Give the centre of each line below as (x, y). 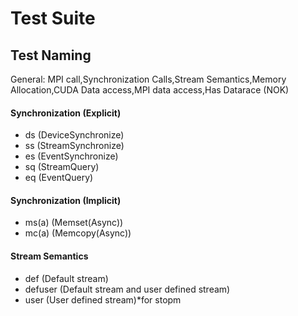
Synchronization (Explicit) (66, 113)
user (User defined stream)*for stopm (103, 299)
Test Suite (53, 18)
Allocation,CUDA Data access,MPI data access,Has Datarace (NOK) (150, 90)
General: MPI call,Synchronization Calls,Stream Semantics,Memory (148, 79)
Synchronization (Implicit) (66, 200)
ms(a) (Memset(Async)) (74, 223)
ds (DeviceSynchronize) (74, 135)
